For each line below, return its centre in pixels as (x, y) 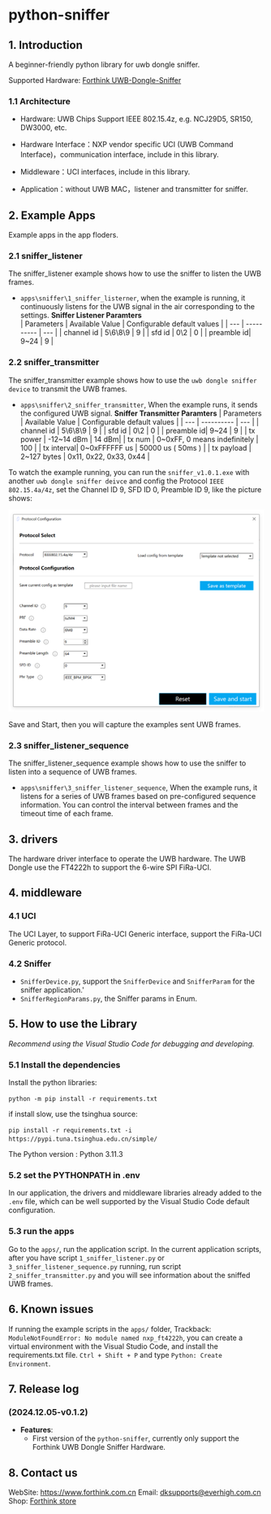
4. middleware (45, 893)
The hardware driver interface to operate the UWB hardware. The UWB (127, 859)
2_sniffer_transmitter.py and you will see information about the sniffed (129, 1275)
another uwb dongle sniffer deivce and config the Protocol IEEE (116, 481)
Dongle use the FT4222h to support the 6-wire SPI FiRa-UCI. (110, 867)
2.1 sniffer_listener (45, 256)
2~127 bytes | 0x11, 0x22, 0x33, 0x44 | (85, 456)
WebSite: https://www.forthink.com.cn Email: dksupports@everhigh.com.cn (135, 1492)
